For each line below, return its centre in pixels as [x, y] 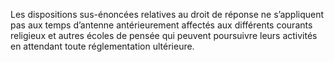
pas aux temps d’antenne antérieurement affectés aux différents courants [161, 25]
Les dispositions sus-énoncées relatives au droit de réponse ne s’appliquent [167, 14]
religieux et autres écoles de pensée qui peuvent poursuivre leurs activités [164, 35]
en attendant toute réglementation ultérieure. [102, 46]
